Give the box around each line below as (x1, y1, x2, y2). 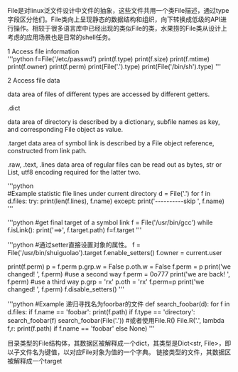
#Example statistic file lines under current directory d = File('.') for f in (7, 190, 211, 197)
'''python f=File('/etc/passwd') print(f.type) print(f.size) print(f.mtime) (7, 55, 210, 63)
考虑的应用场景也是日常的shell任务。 (7, 33, 115, 41)
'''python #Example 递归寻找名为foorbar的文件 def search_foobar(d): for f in (7, 300, 230, 308)
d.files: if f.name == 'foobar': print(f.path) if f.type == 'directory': (7, 308, 195, 316)
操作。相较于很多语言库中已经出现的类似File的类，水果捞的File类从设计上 (13, 24, 227, 32)
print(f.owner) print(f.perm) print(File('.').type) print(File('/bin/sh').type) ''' (7, 63, 222, 71)
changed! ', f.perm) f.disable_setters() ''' (7, 285, 124, 294)
